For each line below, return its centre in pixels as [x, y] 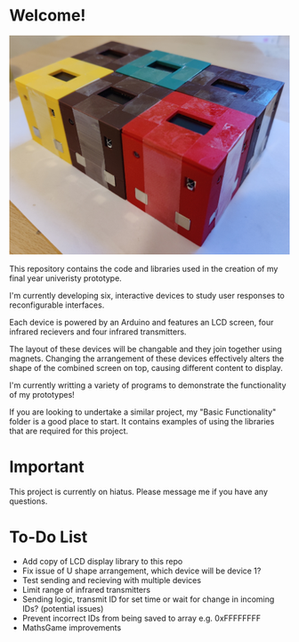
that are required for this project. [69, 431]
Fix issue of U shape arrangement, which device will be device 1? [141, 571]
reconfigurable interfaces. [57, 305]
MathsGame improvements [72, 628]
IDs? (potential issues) [63, 609]
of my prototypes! [42, 394]
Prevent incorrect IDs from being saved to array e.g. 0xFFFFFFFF [141, 618]
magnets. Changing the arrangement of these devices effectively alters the [147, 358]
